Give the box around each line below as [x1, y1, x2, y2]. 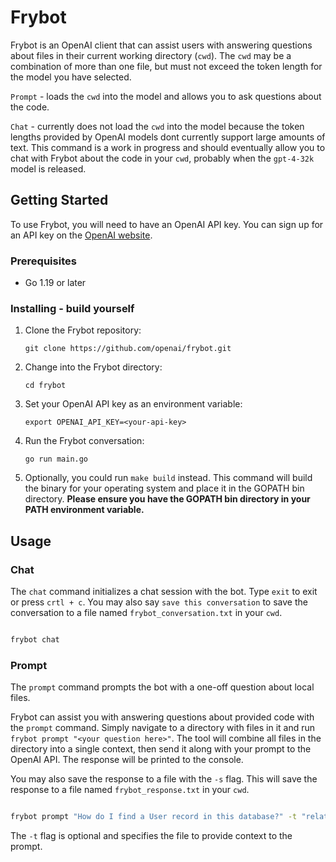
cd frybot [24, 381, 67, 391]
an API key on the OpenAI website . [10, 229, 153, 241]
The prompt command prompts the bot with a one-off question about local [10, 681, 315, 693]
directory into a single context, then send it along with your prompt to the [10, 743, 312, 755]
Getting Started [10, 192, 109, 209]
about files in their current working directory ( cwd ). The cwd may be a [10, 49, 292, 61]
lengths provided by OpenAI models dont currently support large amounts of [10, 131, 326, 143]
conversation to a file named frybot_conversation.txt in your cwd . [10, 607, 283, 619]
